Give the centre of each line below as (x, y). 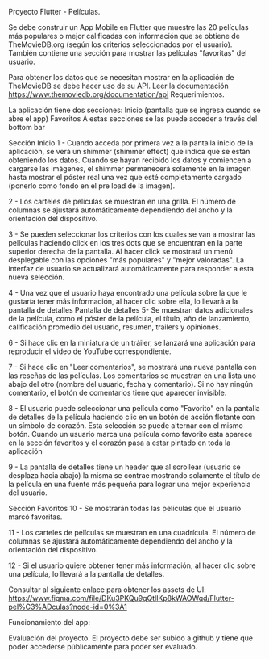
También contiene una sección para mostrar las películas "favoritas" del (128, 53)
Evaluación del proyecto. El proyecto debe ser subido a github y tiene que (131, 638)
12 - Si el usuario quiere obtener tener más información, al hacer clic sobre (132, 565)
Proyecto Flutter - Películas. (54, 12)
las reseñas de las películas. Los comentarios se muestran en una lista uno (132, 376)
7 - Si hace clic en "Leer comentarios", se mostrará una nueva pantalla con (132, 367)
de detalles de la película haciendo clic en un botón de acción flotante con (132, 417)
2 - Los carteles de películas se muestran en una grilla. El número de (122, 201)
